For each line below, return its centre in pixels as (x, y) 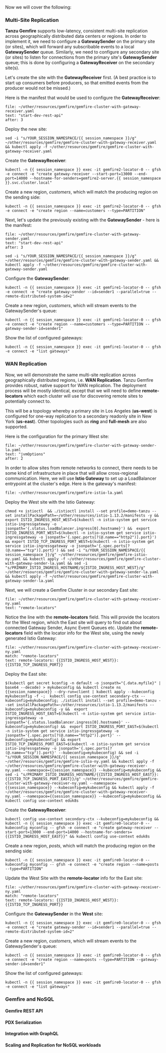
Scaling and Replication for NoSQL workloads (53, 1045)
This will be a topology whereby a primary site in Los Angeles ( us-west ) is (81, 411)
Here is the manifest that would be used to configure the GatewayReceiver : (83, 98)
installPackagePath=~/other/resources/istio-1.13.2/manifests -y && (86, 515)
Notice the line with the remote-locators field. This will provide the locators (83, 617)
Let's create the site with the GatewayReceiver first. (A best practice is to (81, 78)
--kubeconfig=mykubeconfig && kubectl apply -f (104, 788)
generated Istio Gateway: (31, 638)
